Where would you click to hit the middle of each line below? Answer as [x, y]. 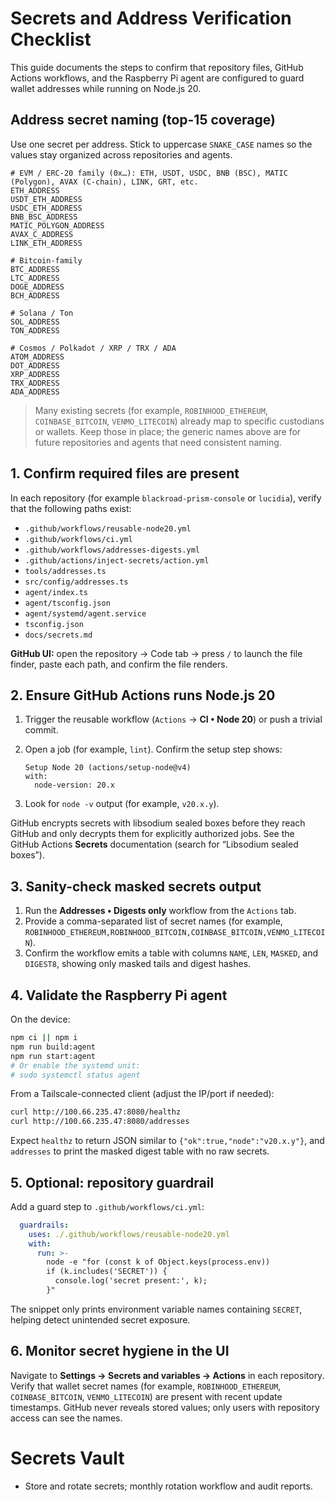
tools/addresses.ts [65, 571]
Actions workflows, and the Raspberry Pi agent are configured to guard [157, 78]
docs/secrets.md [58, 635]
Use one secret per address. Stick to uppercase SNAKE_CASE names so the [161, 144]
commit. [41, 730]
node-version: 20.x [74, 785]
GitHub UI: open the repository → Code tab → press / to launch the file [156, 653]
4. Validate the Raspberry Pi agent [119, 995]
